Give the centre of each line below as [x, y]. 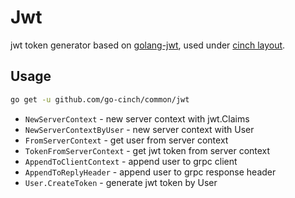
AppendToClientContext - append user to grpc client [131, 161]
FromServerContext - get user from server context [126, 140]
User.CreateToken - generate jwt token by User [121, 182]
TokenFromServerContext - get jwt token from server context [147, 150]
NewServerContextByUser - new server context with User [139, 129]
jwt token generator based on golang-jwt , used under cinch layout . [148, 45]
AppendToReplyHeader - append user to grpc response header [150, 172]
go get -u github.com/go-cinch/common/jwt [100, 99]
